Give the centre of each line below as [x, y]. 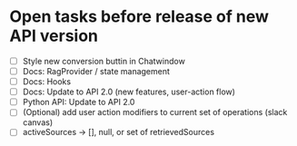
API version [54, 36]
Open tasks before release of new [139, 17]
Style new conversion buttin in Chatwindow [104, 61]
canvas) [38, 122]
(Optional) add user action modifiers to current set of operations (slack [155, 112]
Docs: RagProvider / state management [96, 71]
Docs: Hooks [46, 82]
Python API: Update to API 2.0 [79, 102]
